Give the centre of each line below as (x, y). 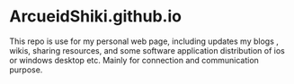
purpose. (26, 70)
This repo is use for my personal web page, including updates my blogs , (144, 41)
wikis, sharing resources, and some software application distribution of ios (147, 50)
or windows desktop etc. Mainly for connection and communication (134, 60)
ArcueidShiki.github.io (96, 17)
